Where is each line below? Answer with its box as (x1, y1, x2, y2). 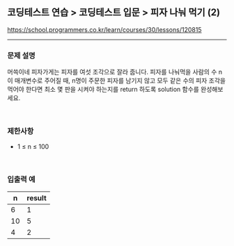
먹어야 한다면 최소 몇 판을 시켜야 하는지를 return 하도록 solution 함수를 (7, 85, 200, 94)
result (26, 193, 47, 203)
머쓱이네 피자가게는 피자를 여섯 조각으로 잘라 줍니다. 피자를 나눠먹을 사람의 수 (7, 68, 217, 76)
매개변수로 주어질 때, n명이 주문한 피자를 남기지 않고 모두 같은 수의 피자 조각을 (14, 76, 226, 85)
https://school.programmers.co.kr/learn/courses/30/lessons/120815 (7, 25, 202, 33)
